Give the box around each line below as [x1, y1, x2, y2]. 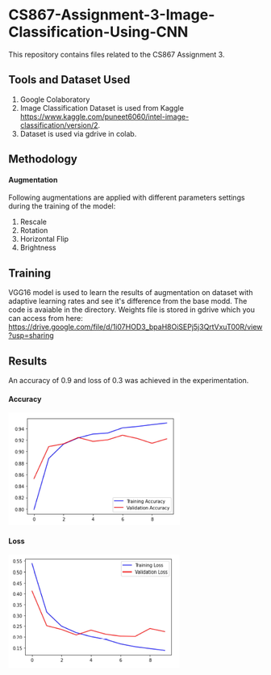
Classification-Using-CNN [8, 23, 189, 41]
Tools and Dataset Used [8, 73, 131, 86]
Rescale [19, 217, 47, 227]
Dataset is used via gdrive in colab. [19, 129, 137, 138]
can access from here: [8, 314, 83, 323]
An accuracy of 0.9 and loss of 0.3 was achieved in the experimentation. [8, 375, 249, 385]
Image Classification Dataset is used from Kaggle [19, 103, 184, 112]
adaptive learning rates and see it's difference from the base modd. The [8, 297, 248, 306]
